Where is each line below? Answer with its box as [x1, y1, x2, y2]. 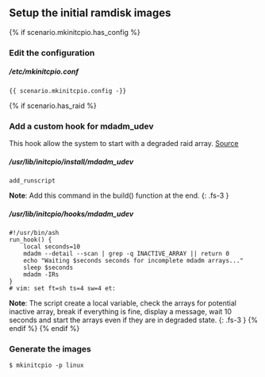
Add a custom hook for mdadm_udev [9, 121, 154, 132]
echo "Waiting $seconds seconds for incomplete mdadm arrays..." [23, 256, 244, 264]
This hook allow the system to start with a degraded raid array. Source [9, 139, 239, 148]
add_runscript [9, 176, 56, 185]
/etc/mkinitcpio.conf [9, 67, 79, 76]
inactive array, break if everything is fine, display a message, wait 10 [9, 306, 232, 316]
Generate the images [9, 343, 92, 354]
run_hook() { [9, 236, 52, 244]
